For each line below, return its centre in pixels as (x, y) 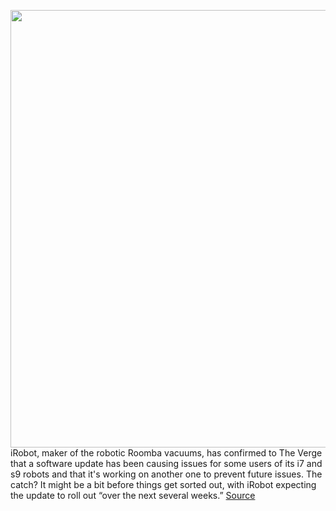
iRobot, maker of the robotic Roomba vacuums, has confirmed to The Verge (166, 453)
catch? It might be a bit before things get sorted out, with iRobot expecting (163, 484)
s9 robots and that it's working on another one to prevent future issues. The (166, 474)
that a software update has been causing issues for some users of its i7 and (166, 463)
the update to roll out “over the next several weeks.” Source (133, 495)
